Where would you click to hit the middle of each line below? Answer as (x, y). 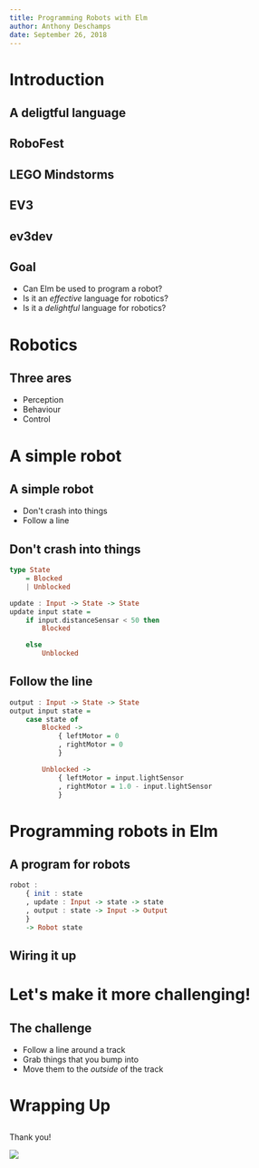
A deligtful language (68, 113)
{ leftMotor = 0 (88, 736)
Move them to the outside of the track (93, 1069)
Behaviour (42, 410)
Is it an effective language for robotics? (96, 298)
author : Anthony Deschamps (60, 26)
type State (30, 570)
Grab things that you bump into (80, 1060)
